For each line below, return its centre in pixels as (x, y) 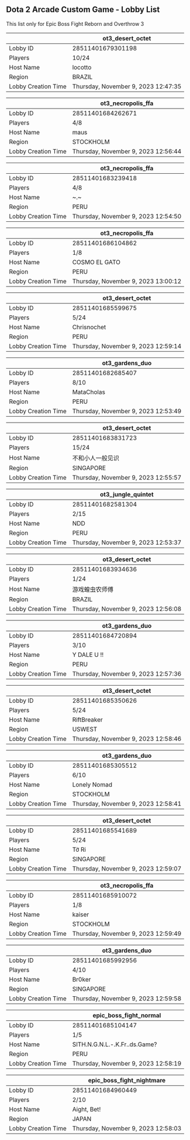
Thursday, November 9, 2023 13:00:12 (127, 281)
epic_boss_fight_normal (127, 1015)
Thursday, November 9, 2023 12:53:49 (127, 411)
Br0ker (82, 979)
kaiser (81, 914)
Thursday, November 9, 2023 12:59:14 (127, 346)
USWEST (85, 729)
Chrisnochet (89, 327)
